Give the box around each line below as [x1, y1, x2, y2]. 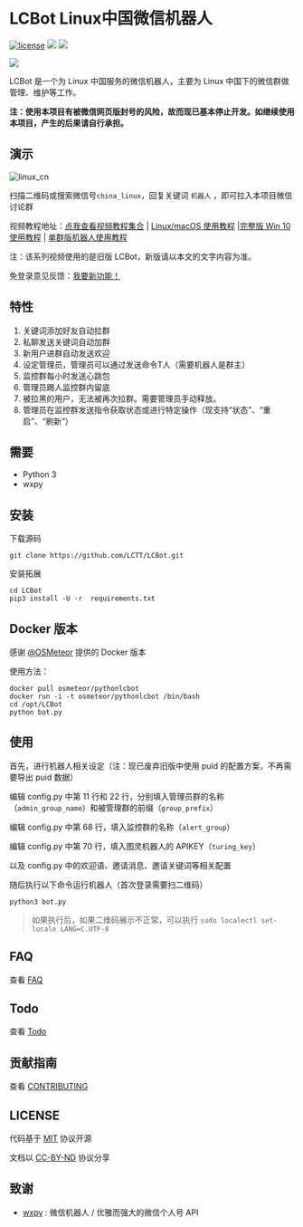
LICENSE [9, 1107, 61, 1123]
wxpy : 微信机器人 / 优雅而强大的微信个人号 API [22, 1206, 199, 1218]
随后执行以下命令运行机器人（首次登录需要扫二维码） [9, 879, 208, 890]
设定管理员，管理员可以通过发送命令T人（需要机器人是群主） [22, 359, 251, 369]
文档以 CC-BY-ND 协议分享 [9, 1152, 110, 1164]
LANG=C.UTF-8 [60, 925, 109, 934]
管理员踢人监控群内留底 [22, 381, 110, 392]
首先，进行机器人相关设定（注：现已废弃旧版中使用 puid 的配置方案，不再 [9, 760, 284, 771]
